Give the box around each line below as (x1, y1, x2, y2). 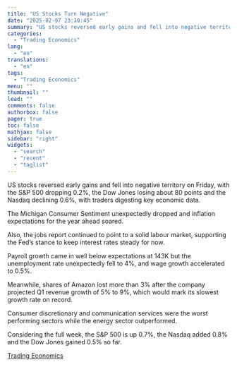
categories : (7, 30, 42, 37)
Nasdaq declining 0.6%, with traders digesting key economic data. (7, 195, 201, 204)
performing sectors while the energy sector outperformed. (7, 316, 178, 325)
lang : (7, 43, 23, 50)
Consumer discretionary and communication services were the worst (7, 308, 208, 318)
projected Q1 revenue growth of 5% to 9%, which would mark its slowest (7, 287, 219, 296)
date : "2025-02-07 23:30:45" (7, 17, 93, 24)
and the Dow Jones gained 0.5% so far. (7, 337, 122, 346)
